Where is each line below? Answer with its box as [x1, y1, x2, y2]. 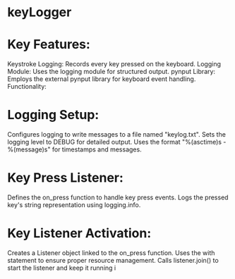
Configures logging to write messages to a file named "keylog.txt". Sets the [7, 130, 226, 139]
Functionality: [7, 82, 47, 91]
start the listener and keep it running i [7, 263, 116, 272]
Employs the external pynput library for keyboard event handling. [7, 75, 196, 83]
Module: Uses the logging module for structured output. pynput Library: [7, 68, 216, 76]
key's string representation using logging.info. [7, 201, 141, 209]
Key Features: [7, 37, 90, 53]
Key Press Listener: [7, 170, 123, 186]
